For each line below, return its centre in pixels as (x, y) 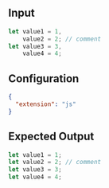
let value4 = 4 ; (35, 177)
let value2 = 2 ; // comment (55, 163)
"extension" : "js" (46, 104)
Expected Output (51, 137)
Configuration (44, 78)
